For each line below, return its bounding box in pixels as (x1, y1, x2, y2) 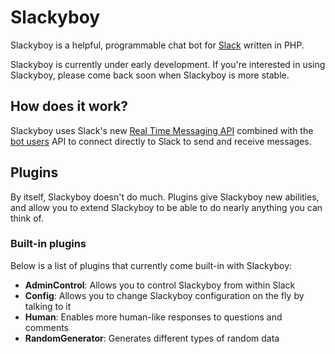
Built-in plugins (10, 237, 87, 251)
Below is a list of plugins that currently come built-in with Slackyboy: (10, 259, 293, 271)
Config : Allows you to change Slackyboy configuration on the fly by (24, 289, 305, 301)
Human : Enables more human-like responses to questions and (24, 311, 283, 323)
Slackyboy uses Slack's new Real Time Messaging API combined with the (10, 124, 314, 136)
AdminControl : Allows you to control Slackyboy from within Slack (24, 279, 296, 291)
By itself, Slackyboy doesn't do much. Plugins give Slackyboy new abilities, (10, 191, 320, 203)
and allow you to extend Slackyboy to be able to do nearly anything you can (10, 201, 323, 213)
